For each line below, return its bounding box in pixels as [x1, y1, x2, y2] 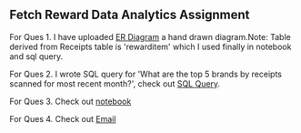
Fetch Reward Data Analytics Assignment [9, 7, 250, 23]
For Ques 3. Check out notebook [9, 96, 132, 107]
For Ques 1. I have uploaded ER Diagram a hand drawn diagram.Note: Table [9, 31, 291, 42]
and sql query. [9, 50, 64, 62]
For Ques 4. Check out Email [9, 113, 116, 124]
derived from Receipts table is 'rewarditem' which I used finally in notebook [9, 41, 292, 52]
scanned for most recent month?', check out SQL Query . [9, 77, 221, 89]
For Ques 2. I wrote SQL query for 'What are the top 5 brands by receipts [9, 68, 282, 79]
